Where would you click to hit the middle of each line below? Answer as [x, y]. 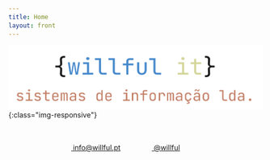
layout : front [32, 25]
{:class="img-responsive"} [53, 115]
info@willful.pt [97, 147]
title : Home [28, 17]
